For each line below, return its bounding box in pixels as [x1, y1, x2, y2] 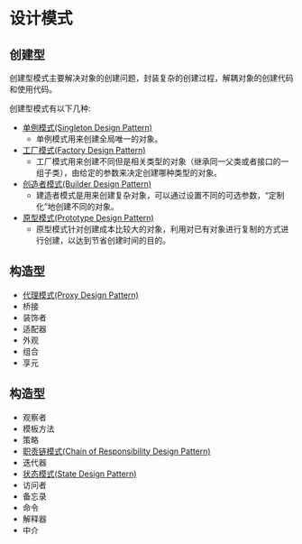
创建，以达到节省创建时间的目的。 [43, 235, 171, 245]
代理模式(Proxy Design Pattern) [22, 290, 140, 300]
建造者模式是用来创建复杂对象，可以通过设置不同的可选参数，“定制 [35, 190, 285, 200]
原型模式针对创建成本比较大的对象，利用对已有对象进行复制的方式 [35, 224, 281, 235]
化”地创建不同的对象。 [35, 201, 119, 212]
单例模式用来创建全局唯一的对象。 [35, 134, 163, 144]
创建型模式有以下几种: [9, 103, 92, 114]
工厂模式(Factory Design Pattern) [22, 145, 146, 155]
